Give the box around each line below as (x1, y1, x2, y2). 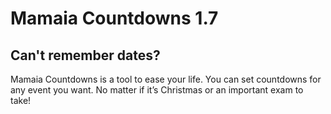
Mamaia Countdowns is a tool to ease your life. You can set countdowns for (10, 73, 322, 85)
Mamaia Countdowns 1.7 (10, 7, 219, 30)
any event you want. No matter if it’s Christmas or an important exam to (10, 84, 304, 96)
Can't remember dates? (10, 47, 161, 64)
